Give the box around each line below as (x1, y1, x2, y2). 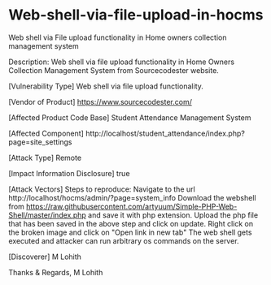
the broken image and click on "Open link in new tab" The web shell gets (8, 227, 252, 237)
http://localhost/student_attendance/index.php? (85, 128, 246, 138)
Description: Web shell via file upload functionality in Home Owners (8, 57, 234, 67)
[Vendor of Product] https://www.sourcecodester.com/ (8, 97, 193, 106)
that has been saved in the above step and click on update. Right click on (8, 218, 254, 228)
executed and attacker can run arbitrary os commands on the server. (8, 235, 239, 245)
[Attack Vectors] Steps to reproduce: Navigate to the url (8, 184, 195, 194)
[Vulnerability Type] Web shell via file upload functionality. (8, 81, 203, 91)
